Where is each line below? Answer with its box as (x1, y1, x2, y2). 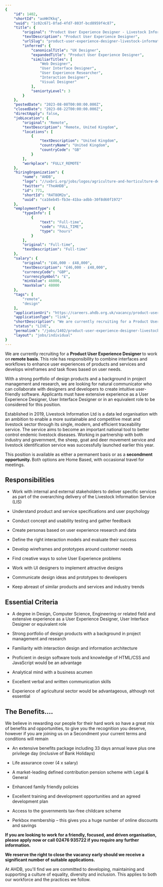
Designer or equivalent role (12, 621, 67, 627)
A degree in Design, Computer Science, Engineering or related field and (12, 611, 156, 617)
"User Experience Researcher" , (39, 71, 103, 75)
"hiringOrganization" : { (14, 170, 64, 175)
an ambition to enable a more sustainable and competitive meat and (5, 416, 141, 422)
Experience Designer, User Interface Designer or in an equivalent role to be (5, 396, 155, 402)
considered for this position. (5, 401, 62, 407)
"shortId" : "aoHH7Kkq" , (14, 16, 62, 21)
